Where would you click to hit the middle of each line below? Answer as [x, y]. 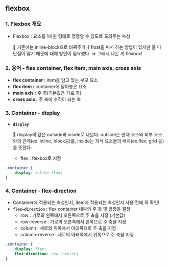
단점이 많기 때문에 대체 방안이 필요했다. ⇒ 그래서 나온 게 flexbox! [78, 53]
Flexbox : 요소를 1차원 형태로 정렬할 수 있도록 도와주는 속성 [71, 36]
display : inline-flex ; [39, 173]
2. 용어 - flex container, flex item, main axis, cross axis [73, 68]
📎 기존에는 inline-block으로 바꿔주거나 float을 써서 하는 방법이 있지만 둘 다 [87, 47]
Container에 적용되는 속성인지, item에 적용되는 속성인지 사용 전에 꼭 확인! [86, 202]
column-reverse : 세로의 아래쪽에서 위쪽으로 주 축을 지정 [77, 235]
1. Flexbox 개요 [23, 24]
